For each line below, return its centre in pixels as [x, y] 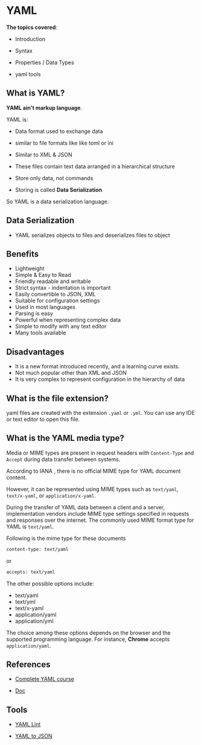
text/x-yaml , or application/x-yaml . [51, 495]
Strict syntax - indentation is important [63, 288]
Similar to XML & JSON [43, 154]
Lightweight [30, 268]
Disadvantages [35, 352]
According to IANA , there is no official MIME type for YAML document [94, 471]
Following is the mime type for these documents [66, 538]
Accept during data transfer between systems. [63, 459]
